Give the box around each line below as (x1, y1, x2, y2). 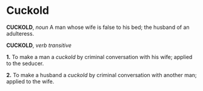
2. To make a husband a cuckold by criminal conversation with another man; (6, 71, 197, 78)
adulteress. (6, 30, 35, 37)
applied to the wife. (6, 78, 55, 85)
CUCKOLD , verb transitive (6, 42, 72, 49)
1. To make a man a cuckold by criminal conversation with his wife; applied (6, 53, 193, 60)
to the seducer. (6, 60, 44, 67)
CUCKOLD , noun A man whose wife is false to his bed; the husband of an (6, 24, 190, 31)
